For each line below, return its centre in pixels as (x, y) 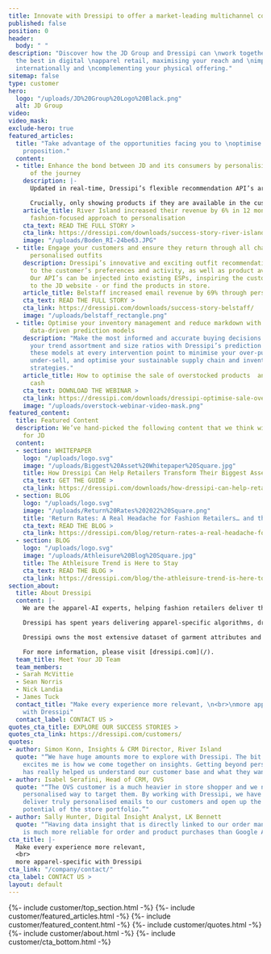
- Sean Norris (39, 682)
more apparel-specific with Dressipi (79, 862)
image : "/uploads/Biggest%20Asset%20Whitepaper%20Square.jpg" (129, 466)
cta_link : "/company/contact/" (61, 870)
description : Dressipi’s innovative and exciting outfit (121, 263)
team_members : (39, 667)
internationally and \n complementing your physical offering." (124, 69)
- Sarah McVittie (45, 675)
